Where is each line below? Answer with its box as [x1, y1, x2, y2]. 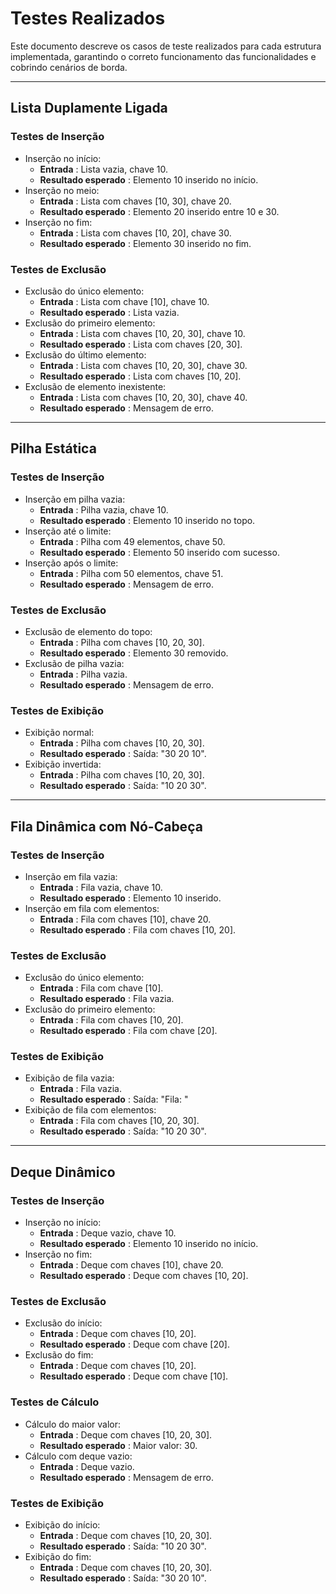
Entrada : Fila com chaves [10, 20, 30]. [39, 1115, 200, 1127]
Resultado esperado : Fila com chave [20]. [39, 1025, 218, 1037]
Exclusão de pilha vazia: [24, 657, 125, 669]
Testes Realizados [10, 7, 166, 30]
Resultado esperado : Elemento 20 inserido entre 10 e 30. [39, 205, 280, 217]
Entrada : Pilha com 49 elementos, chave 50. [39, 535, 226, 547]
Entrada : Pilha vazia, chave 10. [39, 503, 169, 516]
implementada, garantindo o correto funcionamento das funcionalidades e [10, 50, 317, 62]
